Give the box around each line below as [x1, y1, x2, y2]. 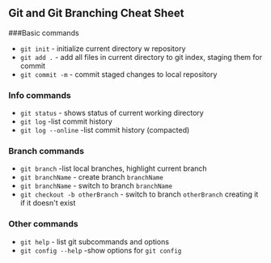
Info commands [8, 89, 71, 100]
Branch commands [8, 146, 85, 157]
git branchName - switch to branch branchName [19, 181, 172, 191]
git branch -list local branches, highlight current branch [19, 163, 208, 173]
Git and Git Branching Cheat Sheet [8, 6, 184, 20]
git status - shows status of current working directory [19, 108, 204, 118]
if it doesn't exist [19, 198, 76, 208]
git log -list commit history [19, 117, 113, 126]
